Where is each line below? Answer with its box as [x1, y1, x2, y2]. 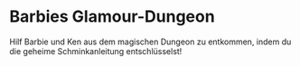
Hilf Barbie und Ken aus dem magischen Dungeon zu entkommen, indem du [9, 36, 292, 47]
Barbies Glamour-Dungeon [9, 6, 215, 27]
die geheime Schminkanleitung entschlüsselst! [9, 45, 183, 56]
